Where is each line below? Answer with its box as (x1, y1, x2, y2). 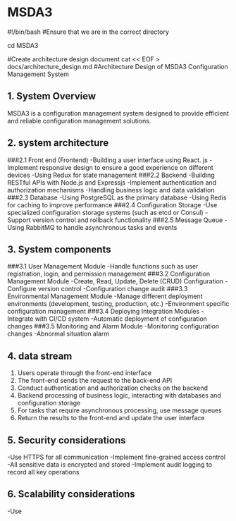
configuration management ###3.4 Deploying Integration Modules (7, 307, 200, 316)
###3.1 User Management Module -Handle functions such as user (7, 262, 199, 271)
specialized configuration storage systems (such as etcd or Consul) (7, 208, 204, 216)
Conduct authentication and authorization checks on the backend (17, 384, 208, 392)
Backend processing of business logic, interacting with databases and (17, 391, 222, 400)
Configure (7, 285, 37, 293)
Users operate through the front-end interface (17, 369, 151, 377)
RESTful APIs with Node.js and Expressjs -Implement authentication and (7, 178, 217, 187)
